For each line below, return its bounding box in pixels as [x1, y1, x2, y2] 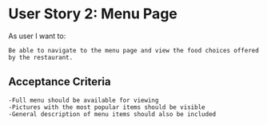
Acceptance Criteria [8, 75, 111, 88]
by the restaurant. [8, 53, 74, 61]
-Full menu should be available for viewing [8, 96, 159, 104]
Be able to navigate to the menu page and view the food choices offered [8, 46, 260, 54]
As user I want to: [8, 31, 66, 41]
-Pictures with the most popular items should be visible [8, 103, 205, 111]
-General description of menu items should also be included [8, 110, 217, 118]
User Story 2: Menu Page [8, 5, 177, 23]
